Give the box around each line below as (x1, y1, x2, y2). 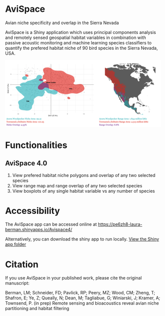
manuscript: (5, 280, 30, 286)
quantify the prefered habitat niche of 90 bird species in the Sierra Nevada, (5, 45, 158, 51)
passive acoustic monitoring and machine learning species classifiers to (5, 39, 152, 45)
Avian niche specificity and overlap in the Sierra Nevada (5, 20, 120, 26)
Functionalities (5, 140, 68, 151)
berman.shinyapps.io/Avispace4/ (5, 227, 73, 233)
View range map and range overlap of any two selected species (12, 182, 142, 188)
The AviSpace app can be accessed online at (5, 221, 97, 227)
